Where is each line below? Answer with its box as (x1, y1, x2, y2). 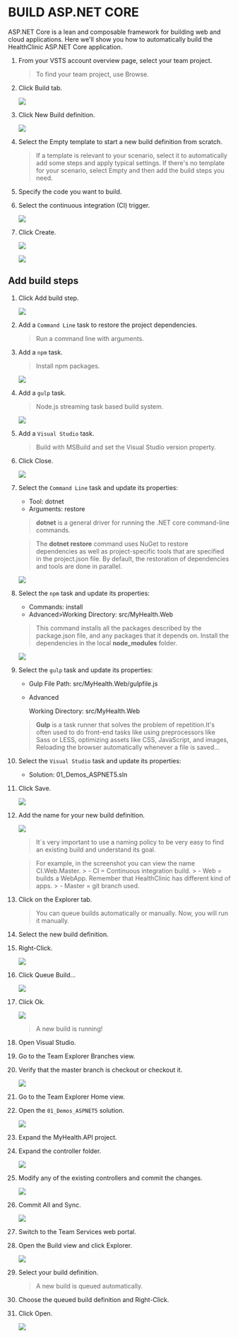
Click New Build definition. (18, 110, 95, 119)
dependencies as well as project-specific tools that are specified (35, 546, 225, 555)
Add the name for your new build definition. (18, 811, 145, 819)
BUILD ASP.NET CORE (8, 4, 140, 20)
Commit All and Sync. (18, 1200, 82, 1209)
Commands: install (28, 602, 83, 611)
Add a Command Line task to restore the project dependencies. (18, 321, 197, 329)
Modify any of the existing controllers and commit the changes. (18, 1173, 203, 1182)
